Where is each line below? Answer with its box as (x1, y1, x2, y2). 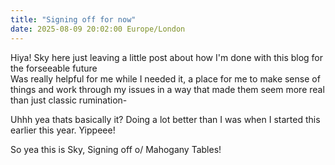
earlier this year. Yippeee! (10, 124, 116, 136)
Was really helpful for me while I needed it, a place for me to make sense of (10, 72, 321, 85)
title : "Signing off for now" (10, 14, 137, 25)
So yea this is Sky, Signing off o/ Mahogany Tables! (10, 143, 222, 155)
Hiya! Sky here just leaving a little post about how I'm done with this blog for (10, 51, 324, 63)
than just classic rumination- (10, 94, 128, 106)
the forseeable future (10, 62, 98, 74)
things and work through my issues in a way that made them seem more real (10, 83, 325, 95)
